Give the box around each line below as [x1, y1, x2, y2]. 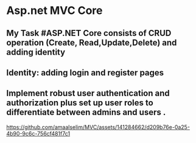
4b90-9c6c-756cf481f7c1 [6, 130, 71, 137]
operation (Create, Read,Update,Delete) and [6, 37, 177, 47]
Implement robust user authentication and [6, 88, 170, 99]
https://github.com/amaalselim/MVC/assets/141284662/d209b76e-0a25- [6, 123, 191, 131]
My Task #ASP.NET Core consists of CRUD [6, 28, 172, 38]
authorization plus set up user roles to [6, 98, 153, 108]
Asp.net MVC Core [6, 4, 103, 18]
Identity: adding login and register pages [6, 68, 164, 78]
